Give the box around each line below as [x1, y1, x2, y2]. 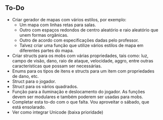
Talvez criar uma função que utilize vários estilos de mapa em [19, 42, 144, 48]
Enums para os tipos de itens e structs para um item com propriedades [12, 68, 155, 74]
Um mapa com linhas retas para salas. [19, 22, 96, 28]
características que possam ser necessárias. [12, 63, 102, 69]
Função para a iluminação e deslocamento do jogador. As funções [12, 89, 145, 94]
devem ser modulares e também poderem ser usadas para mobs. [12, 94, 144, 100]
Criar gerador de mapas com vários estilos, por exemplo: [12, 16, 127, 22]
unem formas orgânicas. [19, 32, 69, 38]
